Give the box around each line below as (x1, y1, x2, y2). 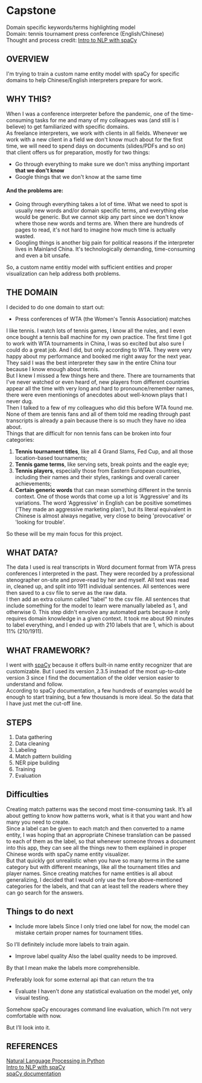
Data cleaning (14, 740, 50, 747)
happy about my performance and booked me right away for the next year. (6, 352, 192, 360)
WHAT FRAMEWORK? (6, 645, 90, 656)
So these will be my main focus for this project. (6, 530, 123, 537)
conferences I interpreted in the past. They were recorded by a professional (6, 570, 195, 577)
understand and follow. (6, 681, 63, 688)
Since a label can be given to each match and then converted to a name (6, 824, 185, 832)
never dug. (6, 397, 33, 405)
